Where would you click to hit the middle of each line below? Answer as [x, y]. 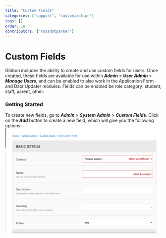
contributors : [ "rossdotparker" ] [40, 32]
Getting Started [24, 104]
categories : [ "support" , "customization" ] [50, 16]
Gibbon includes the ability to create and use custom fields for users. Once [82, 71]
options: [14, 126]
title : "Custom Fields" [30, 10]
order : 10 [15, 26]
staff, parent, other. [25, 91]
